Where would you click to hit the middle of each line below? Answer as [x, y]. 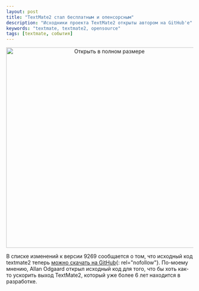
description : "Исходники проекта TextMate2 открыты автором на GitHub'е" [99, 23]
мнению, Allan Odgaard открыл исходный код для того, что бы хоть [91, 269]
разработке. [22, 281]
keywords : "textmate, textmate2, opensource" [63, 28]
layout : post [22, 12]
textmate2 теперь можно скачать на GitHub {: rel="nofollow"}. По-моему [97, 262]
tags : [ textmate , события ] [40, 34]
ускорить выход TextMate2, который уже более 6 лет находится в [97, 275]
